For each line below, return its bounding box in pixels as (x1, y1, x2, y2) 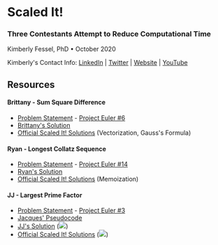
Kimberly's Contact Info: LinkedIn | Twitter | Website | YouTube (7, 59, 188, 67)
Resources (7, 78, 55, 91)
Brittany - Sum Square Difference (7, 98, 106, 107)
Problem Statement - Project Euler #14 (17, 160, 128, 168)
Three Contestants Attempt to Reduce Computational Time (7, 29, 212, 39)
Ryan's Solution (17, 168, 63, 176)
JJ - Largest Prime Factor (7, 191, 82, 199)
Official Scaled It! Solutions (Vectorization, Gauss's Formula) (17, 128, 191, 137)
